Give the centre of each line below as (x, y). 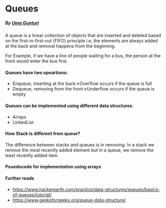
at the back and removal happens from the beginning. (60, 46)
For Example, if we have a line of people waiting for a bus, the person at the (83, 56)
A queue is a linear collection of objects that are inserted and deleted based (83, 35)
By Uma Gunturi (22, 22)
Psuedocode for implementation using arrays (53, 167)
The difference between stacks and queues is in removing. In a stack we (80, 144)
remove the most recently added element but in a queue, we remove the (79, 150)
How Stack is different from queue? (43, 133)
